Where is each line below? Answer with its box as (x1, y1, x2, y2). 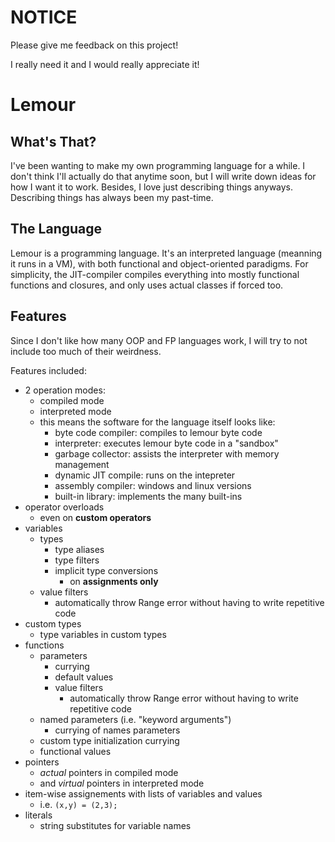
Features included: (10, 364, 87, 376)
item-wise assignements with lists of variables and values (24, 787, 263, 800)
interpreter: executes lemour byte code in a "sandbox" (54, 437, 279, 449)
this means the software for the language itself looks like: (39, 416, 276, 428)
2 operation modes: (24, 384, 106, 396)
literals (24, 809, 53, 821)
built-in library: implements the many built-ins (54, 490, 243, 502)
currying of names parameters (54, 724, 181, 736)
